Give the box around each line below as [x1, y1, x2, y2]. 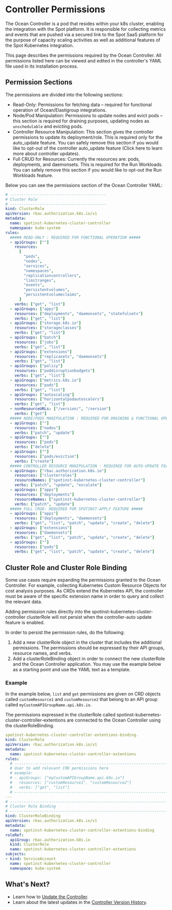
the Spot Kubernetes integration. [5, 42, 74, 48]
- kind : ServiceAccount [5, 856, 56, 861]
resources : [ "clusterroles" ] [14, 473, 77, 478]
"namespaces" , [24, 268, 54, 273]
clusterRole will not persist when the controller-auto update [26, 614, 152, 620]
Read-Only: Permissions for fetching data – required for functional [12, 101, 152, 108]
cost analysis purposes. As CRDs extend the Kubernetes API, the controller [5, 588, 164, 594]
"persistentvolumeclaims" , [24, 292, 81, 298]
